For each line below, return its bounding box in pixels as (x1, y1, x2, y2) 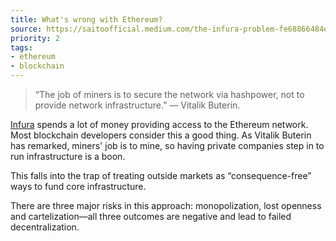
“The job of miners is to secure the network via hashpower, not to (34, 89, 305, 100)
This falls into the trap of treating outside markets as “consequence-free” (10, 170, 312, 181)
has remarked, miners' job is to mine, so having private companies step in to (10, 140, 325, 151)
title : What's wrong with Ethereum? (10, 14, 163, 25)
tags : (10, 42, 33, 53)
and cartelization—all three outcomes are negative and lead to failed (10, 211, 292, 222)
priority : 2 (10, 33, 60, 43)
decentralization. (10, 221, 80, 233)
